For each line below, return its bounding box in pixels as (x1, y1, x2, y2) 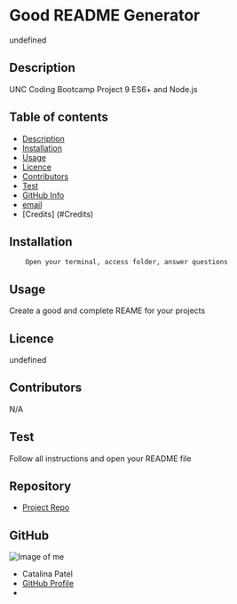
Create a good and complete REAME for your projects (9, 305, 206, 316)
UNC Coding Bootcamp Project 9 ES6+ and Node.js (9, 83, 198, 94)
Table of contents (9, 110, 108, 125)
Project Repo (21, 502, 70, 513)
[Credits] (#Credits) (21, 208, 94, 219)
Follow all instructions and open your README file (9, 453, 192, 464)
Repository (9, 479, 72, 494)
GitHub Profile (21, 578, 74, 589)
